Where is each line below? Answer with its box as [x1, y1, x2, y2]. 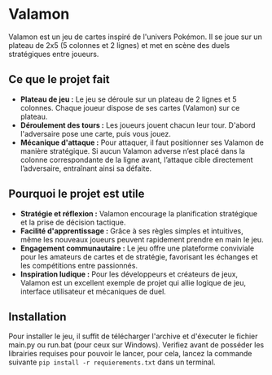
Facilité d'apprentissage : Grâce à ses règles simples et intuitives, [20, 225, 244, 236]
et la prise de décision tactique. [20, 217, 126, 227]
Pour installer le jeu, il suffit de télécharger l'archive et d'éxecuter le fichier [8, 331, 258, 342]
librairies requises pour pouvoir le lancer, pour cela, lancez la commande [8, 349, 252, 359]
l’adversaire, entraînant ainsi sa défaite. [20, 164, 152, 173]
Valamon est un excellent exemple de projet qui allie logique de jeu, [20, 277, 247, 287]
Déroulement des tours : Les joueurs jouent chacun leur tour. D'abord [20, 120, 256, 130]
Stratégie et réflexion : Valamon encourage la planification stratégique [20, 208, 258, 218]
